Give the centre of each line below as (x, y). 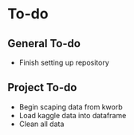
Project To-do (42, 87)
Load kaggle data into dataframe (73, 115)
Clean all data (41, 124)
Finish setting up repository (64, 62)
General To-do (44, 44)
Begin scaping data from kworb (71, 107)
